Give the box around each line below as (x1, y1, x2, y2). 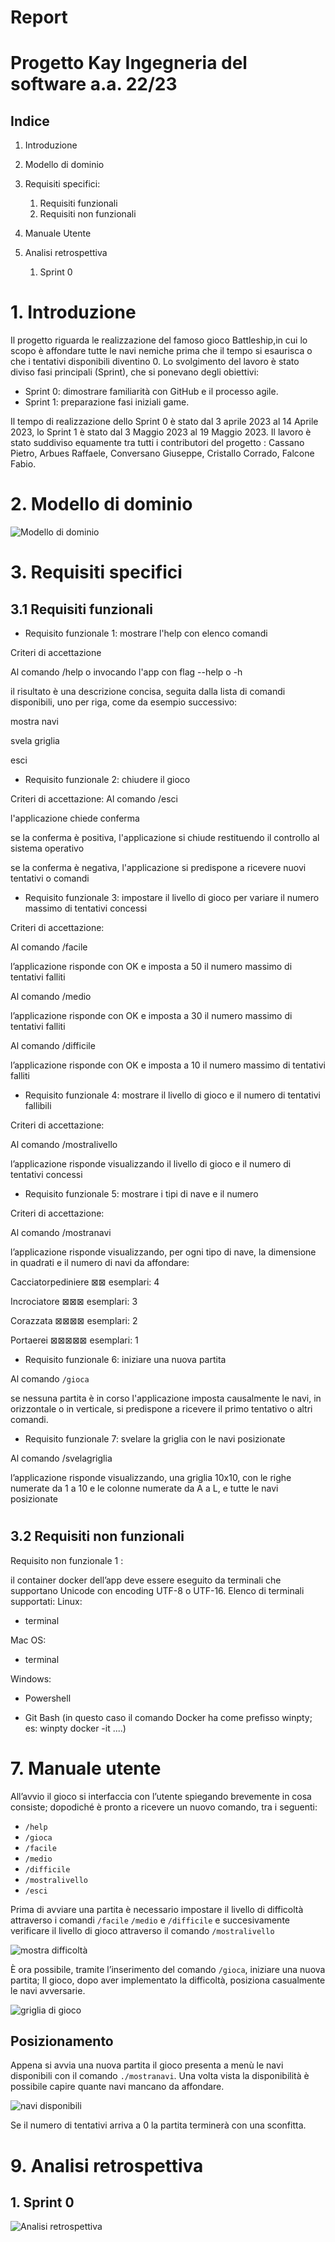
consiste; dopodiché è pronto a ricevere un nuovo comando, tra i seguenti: (10, 1801, 318, 1813)
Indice (10, 112, 50, 130)
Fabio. (10, 458, 37, 470)
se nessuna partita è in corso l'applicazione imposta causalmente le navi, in (10, 1392, 322, 1405)
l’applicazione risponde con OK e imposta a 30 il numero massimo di (10, 1010, 293, 1022)
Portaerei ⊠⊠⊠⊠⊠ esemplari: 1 (10, 1334, 139, 1346)
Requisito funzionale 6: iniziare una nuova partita (24, 1354, 227, 1366)
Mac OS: (10, 1634, 47, 1646)
